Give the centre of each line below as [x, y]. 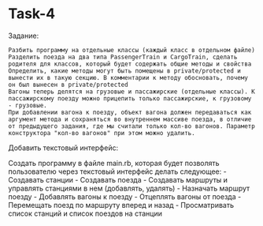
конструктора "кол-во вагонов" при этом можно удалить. [102, 133]
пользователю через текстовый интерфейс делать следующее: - [117, 171]
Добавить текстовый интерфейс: [63, 148]
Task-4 [32, 14]
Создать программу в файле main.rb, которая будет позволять [114, 163]
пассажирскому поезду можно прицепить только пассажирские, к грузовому [130, 98]
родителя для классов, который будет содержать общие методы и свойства [130, 64]
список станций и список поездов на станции [85, 213]
